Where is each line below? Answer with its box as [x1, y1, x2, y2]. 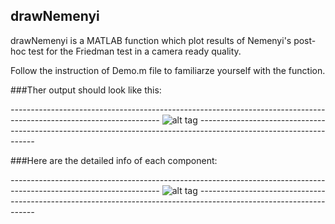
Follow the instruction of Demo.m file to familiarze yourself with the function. [10, 64, 326, 76]
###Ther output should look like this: [10, 84, 162, 96]
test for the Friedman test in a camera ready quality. [28, 45, 242, 57]
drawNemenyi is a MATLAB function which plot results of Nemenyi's [10, 34, 292, 46]
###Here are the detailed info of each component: [10, 154, 218, 166]
